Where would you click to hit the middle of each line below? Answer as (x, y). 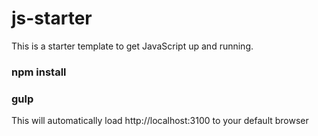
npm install (39, 72)
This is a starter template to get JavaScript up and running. (132, 46)
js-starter (52, 18)
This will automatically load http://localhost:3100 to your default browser (160, 121)
